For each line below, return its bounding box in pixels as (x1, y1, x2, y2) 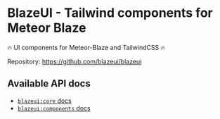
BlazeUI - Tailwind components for (7, 5, 213, 21)
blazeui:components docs (17, 104, 91, 112)
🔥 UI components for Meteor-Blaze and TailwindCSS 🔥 (7, 43, 166, 51)
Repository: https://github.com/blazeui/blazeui (7, 57, 142, 65)
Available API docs (7, 77, 91, 89)
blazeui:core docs (17, 96, 72, 105)
